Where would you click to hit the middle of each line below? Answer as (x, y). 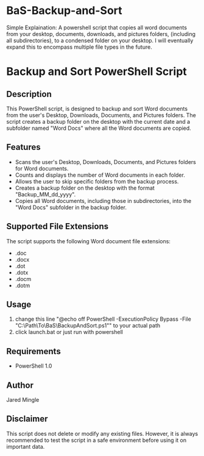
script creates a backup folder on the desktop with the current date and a (98, 121)
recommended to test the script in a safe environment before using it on (97, 440)
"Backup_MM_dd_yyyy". (45, 194)
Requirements (33, 351)
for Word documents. (42, 168)
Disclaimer (27, 419)
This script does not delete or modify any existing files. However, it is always (102, 433)
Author (20, 385)
